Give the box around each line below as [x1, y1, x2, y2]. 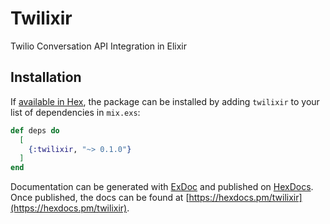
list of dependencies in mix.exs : [10, 106, 141, 118]
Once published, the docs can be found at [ [10, 192, 190, 204]
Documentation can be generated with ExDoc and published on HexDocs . [10, 181, 314, 193]
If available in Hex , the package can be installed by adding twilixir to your [10, 95, 320, 107]
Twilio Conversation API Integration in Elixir [10, 40, 187, 52]
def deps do [10, 125, 60, 136]
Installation [10, 69, 82, 86]
